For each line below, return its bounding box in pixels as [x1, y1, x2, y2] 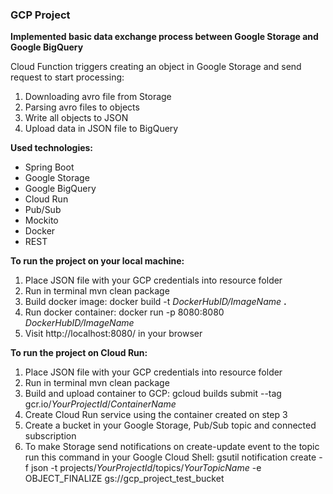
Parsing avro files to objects [24, 101, 140, 113]
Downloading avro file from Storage [24, 91, 172, 103]
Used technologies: [10, 142, 94, 154]
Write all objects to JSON [24, 112, 129, 124]
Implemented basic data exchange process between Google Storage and [10, 31, 319, 43]
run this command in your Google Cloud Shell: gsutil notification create [24, 451, 317, 463]
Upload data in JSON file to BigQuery [24, 123, 179, 135]
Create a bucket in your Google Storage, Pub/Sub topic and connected [24, 419, 317, 432]
